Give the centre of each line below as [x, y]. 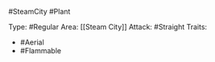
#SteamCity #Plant [39, 12]
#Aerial [32, 42]
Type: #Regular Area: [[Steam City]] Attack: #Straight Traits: [108, 27]
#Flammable [41, 50]
